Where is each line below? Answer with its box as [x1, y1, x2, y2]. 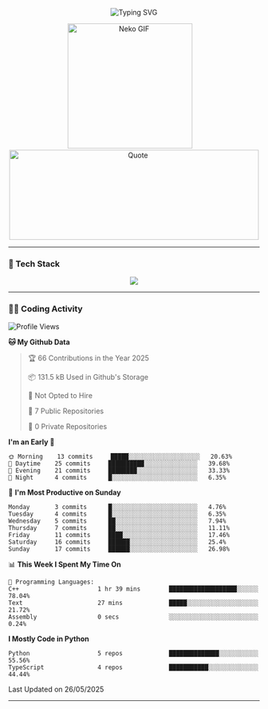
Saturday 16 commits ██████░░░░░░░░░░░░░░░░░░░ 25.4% [8, 538, 227, 546]
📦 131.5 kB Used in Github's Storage [27, 372, 149, 381]
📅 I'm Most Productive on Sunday [8, 488, 121, 497]
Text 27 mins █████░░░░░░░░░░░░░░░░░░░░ [8, 599, 259, 607]
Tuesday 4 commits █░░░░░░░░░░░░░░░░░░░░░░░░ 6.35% [8, 510, 227, 518]
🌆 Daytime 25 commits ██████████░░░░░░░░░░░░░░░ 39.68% [8, 460, 230, 468]
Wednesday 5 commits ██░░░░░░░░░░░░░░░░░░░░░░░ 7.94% [8, 516, 227, 525]
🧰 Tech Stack [8, 258, 61, 269]
